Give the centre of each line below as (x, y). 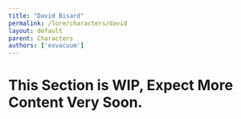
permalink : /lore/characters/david (68, 23)
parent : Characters (41, 38)
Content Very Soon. (76, 103)
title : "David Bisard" (46, 16)
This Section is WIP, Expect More (121, 86)
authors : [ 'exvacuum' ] (46, 46)
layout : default (35, 31)
